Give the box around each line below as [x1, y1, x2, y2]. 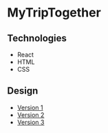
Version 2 [17, 110, 45, 119]
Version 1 [17, 103, 43, 112]
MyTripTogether [7, 5, 101, 21]
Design [7, 85, 39, 97]
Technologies [7, 32, 67, 44]
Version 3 [17, 118, 45, 126]
